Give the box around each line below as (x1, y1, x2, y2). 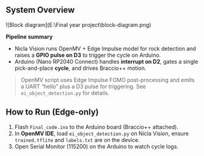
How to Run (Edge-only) (5, 107, 99, 117)
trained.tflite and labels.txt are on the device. (14, 136, 140, 143)
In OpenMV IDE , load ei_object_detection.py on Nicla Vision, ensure (14, 130, 189, 137)
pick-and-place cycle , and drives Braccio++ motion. (14, 64, 147, 72)
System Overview (5, 5, 75, 15)
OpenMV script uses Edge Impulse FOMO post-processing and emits (20, 76, 195, 83)
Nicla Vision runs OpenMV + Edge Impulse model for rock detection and (14, 45, 196, 52)
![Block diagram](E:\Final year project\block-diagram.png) (5, 21, 151, 28)
